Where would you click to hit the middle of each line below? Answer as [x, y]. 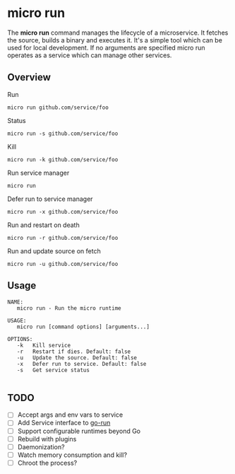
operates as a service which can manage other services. [90, 55]
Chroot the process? [47, 463]
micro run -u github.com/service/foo [63, 264]
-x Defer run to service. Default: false [82, 364]
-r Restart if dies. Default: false [74, 352]
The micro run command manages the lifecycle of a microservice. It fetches [118, 33]
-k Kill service [44, 345]
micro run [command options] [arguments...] [83, 327]
